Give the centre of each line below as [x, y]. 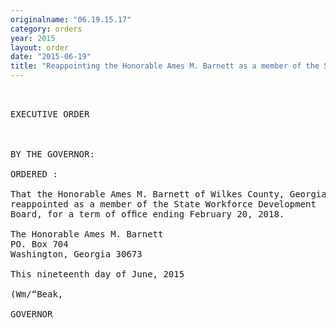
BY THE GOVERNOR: [52, 154]
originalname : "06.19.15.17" [71, 19]
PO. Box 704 [39, 244]
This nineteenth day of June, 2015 [97, 274]
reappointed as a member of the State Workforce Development [163, 204]
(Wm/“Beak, [37, 294]
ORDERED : [34, 174]
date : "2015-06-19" [51, 57]
